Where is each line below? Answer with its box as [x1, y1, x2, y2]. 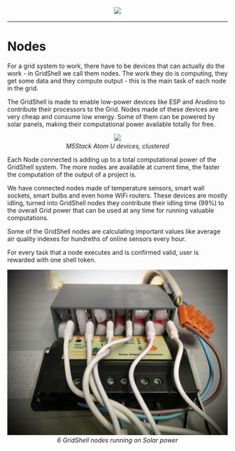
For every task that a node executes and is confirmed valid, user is [7, 248, 199, 256]
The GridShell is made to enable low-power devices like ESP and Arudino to [7, 97, 225, 106]
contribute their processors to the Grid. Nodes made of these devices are [7, 105, 219, 113]
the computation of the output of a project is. [7, 170, 136, 179]
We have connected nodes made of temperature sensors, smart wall [7, 183, 205, 192]
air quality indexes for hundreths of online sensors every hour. [7, 235, 187, 243]
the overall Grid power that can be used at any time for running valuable [7, 206, 215, 214]
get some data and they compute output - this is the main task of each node [7, 76, 227, 85]
